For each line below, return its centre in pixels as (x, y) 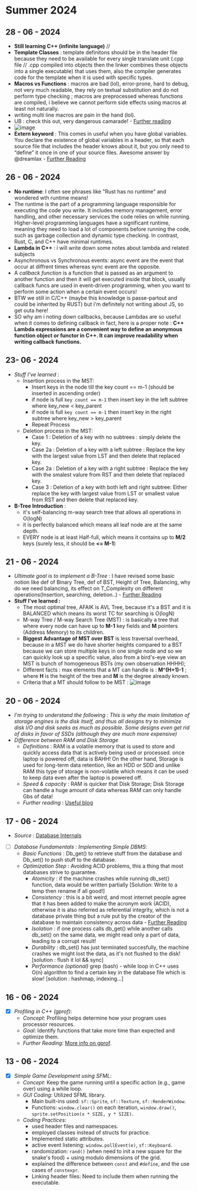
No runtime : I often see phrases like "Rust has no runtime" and (90, 191)
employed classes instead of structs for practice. (91, 1132)
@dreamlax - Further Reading (50, 159)
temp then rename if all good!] (68, 891)
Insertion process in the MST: (59, 381)
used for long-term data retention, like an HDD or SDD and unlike (101, 765)
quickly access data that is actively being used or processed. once (103, 753)
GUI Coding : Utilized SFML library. (64, 1095)
